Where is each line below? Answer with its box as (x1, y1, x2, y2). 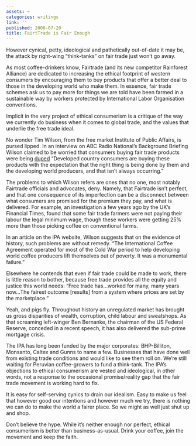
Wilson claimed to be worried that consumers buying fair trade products (6, 149, 180, 156)
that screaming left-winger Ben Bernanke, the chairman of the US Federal (6, 318, 183, 325)
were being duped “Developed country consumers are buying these (6, 155, 170, 162)
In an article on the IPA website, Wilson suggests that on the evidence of (6, 234, 181, 241)
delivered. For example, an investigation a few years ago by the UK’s (6, 204, 171, 211)
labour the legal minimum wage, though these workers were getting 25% (6, 216, 182, 223)
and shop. (6, 410, 30, 417)
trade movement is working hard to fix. (6, 380, 99, 387)
